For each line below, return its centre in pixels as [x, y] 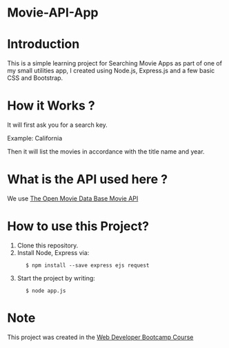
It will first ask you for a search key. [58, 125]
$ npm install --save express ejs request [87, 265]
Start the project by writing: [56, 278]
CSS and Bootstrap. [35, 78]
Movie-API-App [53, 13]
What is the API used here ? [88, 180]
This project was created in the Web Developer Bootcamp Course [100, 337]
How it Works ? [51, 106]
